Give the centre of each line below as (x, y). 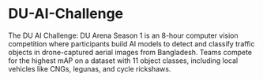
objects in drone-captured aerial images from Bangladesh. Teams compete (130, 52)
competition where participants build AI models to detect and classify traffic (131, 43)
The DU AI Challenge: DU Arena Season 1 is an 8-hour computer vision (123, 35)
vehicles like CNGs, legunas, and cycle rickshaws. (90, 68)
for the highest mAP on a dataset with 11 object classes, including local (123, 61)
